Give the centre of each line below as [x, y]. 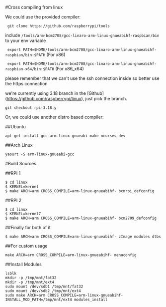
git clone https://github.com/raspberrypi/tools [59, 26]
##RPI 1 [13, 173]
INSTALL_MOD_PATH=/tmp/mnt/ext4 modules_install [56, 300]
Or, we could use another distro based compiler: [54, 117]
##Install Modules [24, 264]
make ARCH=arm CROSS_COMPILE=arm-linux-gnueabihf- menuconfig [71, 255]
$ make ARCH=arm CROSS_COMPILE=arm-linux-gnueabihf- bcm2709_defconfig [81, 218]
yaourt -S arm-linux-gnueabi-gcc [40, 154]
